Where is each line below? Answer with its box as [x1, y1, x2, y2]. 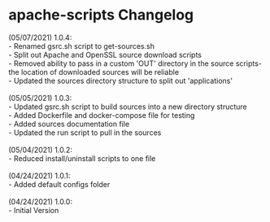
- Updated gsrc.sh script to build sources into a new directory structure [8, 102, 248, 111]
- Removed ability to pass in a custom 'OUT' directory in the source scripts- [8, 59, 262, 68]
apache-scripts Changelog [8, 6, 194, 24]
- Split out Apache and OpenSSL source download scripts [8, 50, 202, 59]
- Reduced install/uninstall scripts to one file [8, 153, 156, 163]
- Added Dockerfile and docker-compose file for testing [8, 110, 195, 120]
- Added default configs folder [8, 179, 111, 189]
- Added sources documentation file [8, 119, 130, 128]
